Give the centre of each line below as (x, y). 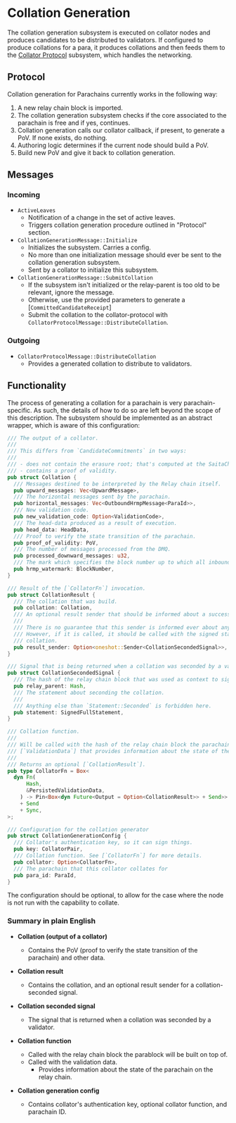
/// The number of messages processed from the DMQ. (92, 550)
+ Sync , (31, 810)
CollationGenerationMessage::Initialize (77, 241)
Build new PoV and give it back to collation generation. (96, 152)
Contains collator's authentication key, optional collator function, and (127, 1104)
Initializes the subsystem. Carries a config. (89, 247)
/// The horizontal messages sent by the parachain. (92, 497)
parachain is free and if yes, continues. (74, 123)
